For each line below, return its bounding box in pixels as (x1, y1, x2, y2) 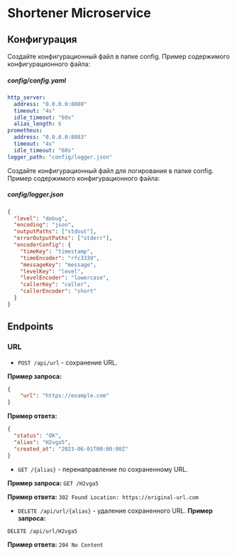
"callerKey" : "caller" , (20, 281, 91, 288)
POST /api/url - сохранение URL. (17, 358, 118, 367)
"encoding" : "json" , (13, 221, 75, 229)
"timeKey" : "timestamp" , (20, 248, 94, 255)
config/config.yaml (7, 76, 66, 85)
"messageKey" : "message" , (20, 261, 97, 268)
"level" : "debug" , (13, 215, 69, 222)
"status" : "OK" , (13, 432, 62, 439)
